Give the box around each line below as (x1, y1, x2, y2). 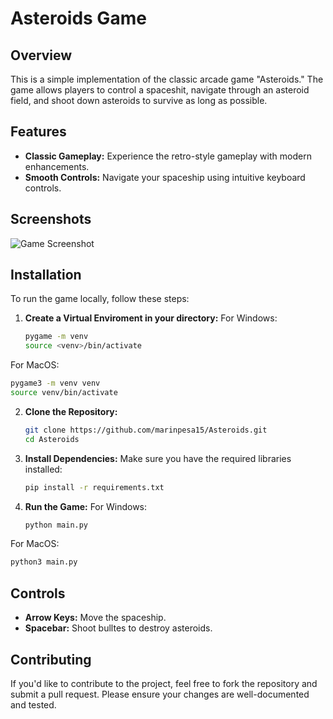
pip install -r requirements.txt (24, 482, 165, 492)
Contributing (10, 651, 92, 668)
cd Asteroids (24, 434, 80, 444)
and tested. (10, 698, 57, 711)
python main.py (24, 520, 89, 530)
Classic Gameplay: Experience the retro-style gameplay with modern (24, 150, 312, 162)
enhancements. (24, 160, 90, 172)
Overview (10, 47, 73, 64)
